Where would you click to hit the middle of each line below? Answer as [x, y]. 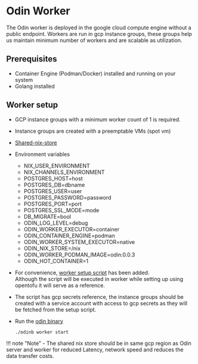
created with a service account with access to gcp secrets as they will [101, 303]
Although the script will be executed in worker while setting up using [99, 279]
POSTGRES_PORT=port [53, 204]
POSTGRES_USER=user [53, 191]
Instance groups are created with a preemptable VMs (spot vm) [93, 131]
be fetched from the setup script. [55, 310]
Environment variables [42, 154]
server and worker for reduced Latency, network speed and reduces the [95, 349]
